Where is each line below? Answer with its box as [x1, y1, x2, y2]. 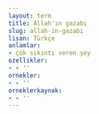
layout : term [8, 11, 52, 20]
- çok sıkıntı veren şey [8, 49, 91, 57]
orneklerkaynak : [8, 86, 62, 95]
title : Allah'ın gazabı [8, 19, 88, 27]
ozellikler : [8, 57, 48, 65]
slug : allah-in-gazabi [8, 26, 84, 35]
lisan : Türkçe [8, 34, 56, 43]
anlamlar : [8, 42, 42, 50]
